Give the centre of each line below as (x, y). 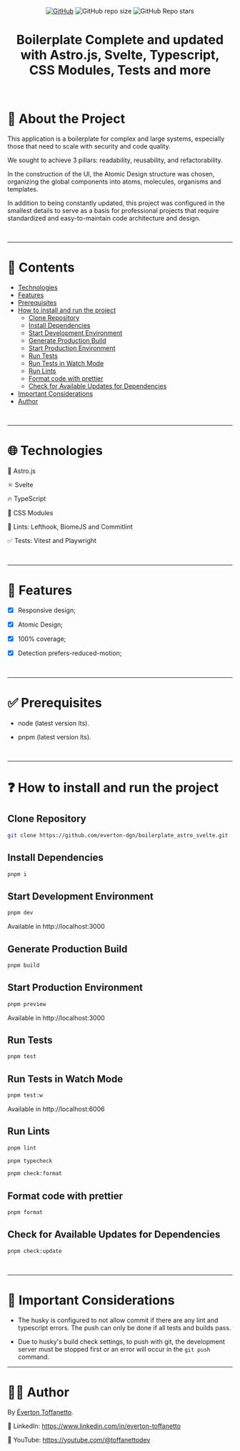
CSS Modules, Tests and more (120, 70)
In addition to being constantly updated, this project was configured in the (116, 203)
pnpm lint (22, 1148)
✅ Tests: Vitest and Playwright (52, 540)
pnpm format (25, 1212)
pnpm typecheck (30, 1161)
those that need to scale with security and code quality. (89, 146)
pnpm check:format (35, 1174)
